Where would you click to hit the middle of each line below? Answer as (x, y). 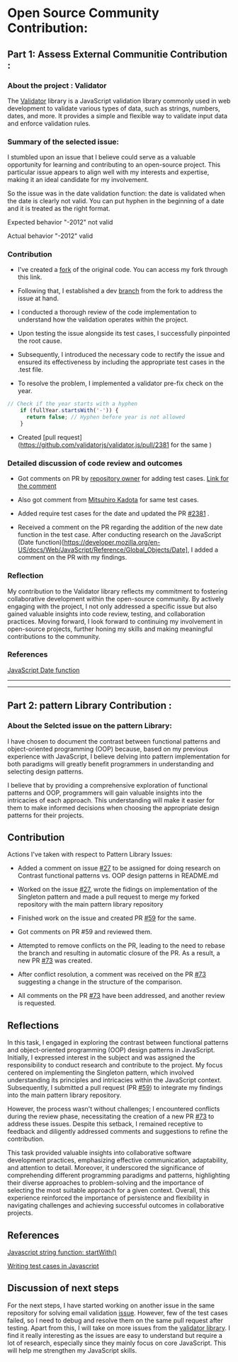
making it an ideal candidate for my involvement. (78, 180)
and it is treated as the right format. (59, 209)
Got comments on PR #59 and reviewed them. (85, 932)
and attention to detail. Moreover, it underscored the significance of (106, 1168)
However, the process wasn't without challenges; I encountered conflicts (114, 1109)
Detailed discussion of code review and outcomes (95, 463)
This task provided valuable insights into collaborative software (100, 1153)
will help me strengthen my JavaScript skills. (72, 1350)
